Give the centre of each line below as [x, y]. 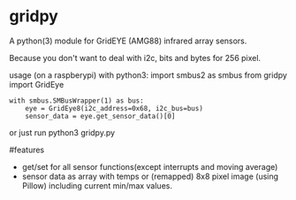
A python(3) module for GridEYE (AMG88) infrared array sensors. [128, 41]
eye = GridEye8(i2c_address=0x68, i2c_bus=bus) [114, 108]
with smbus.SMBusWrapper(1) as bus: [76, 100]
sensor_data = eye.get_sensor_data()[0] [100, 116]
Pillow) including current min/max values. [97, 185]
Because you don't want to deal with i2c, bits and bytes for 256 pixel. [135, 58]
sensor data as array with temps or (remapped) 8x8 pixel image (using [150, 176]
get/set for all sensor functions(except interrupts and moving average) [150, 166]
